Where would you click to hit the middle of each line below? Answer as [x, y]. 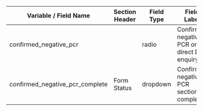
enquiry [188, 59]
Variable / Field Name [59, 16]
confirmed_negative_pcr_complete [59, 84]
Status [123, 88]
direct [185, 52]
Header [125, 19]
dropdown [156, 84]
